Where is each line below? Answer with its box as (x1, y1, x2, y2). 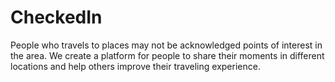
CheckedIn (10, 6, 103, 29)
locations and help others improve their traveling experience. (10, 60, 261, 72)
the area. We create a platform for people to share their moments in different (10, 49, 325, 61)
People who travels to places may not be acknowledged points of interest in (10, 39, 323, 51)
